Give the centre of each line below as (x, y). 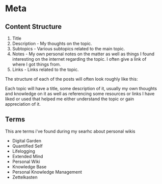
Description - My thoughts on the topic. (52, 44)
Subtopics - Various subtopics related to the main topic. (68, 49)
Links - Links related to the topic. (45, 69)
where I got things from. (37, 64)
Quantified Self (27, 146)
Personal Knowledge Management (47, 172)
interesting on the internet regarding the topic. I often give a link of (79, 59)
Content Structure (33, 27)
